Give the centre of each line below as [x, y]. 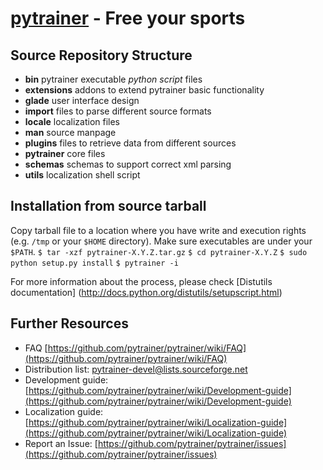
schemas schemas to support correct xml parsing [128, 164]
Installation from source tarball [108, 206]
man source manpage [70, 132]
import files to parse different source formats [118, 111]
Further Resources [69, 323]
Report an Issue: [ [61, 443]
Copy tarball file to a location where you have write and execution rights [158, 230]
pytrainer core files [65, 153]
